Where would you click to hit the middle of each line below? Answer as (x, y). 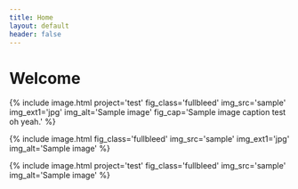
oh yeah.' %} (32, 122)
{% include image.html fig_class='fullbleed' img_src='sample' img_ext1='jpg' (149, 139)
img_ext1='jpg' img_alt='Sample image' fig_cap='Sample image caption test (148, 112)
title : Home (31, 17)
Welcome (45, 78)
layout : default (39, 26)
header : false (36, 34)
